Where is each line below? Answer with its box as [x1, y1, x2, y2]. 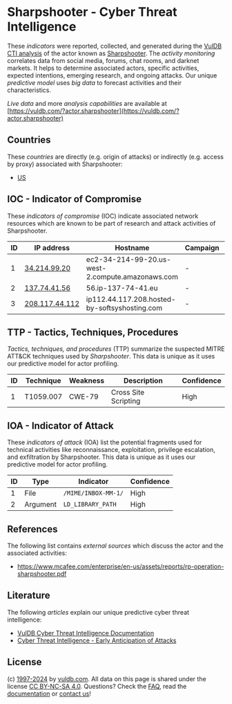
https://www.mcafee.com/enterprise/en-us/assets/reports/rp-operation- [17, 562, 224, 570]
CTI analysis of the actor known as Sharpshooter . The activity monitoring [7, 49, 215, 57]
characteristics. [7, 86, 52, 94]
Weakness [68, 376, 105, 386]
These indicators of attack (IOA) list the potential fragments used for [7, 438, 202, 446]
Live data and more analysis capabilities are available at [7, 99, 167, 107]
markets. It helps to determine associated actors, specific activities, [7, 64, 200, 72]
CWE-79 [68, 392, 99, 401]
